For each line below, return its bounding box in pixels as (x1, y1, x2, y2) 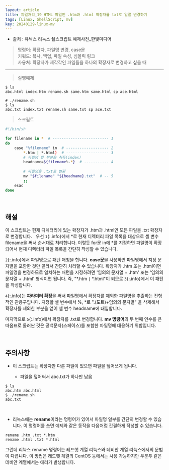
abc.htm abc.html (5, 388, 42, 393)
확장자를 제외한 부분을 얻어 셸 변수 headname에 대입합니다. (5, 305, 122, 311)
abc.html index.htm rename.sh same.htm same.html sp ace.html (5, 89, 138, 95)
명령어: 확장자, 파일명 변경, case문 (17, 46, 86, 53)
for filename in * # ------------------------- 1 (5, 136, 114, 141)
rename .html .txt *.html (5, 437, 59, 442)
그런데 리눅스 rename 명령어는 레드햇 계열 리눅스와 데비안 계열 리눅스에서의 (5, 447, 154, 453)
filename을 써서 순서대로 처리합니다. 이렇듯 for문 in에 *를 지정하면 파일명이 (5, 240, 153, 246)
